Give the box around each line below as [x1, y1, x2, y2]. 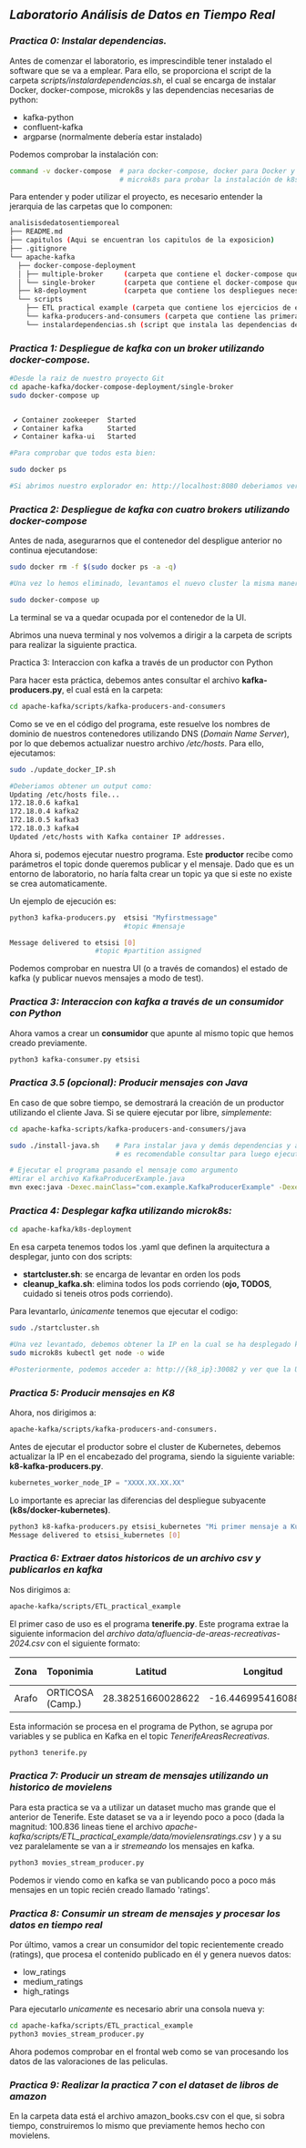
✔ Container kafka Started [13, 424, 137, 433]
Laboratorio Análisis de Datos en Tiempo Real [9, 7, 276, 23]
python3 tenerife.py [9, 1748, 88, 1757]
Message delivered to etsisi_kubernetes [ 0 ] [9, 1530, 181, 1539]
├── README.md [9, 227, 64, 236]
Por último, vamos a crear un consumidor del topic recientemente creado [9, 1938, 284, 1949]
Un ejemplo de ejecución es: [9, 895, 117, 906]
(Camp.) [46, 1697, 82, 1710]
